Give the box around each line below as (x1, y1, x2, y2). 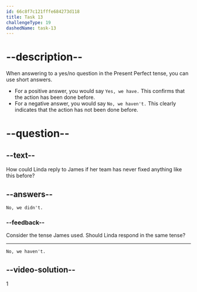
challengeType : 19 (6, 19, 51, 25)
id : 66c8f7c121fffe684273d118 (6, 8, 80, 15)
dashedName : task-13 (6, 25, 57, 31)
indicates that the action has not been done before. (14, 107, 139, 114)
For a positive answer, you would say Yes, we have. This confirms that (14, 88, 185, 95)
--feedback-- (6, 218, 45, 227)
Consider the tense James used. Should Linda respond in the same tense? (6, 232, 186, 239)
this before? (6, 172, 35, 180)
